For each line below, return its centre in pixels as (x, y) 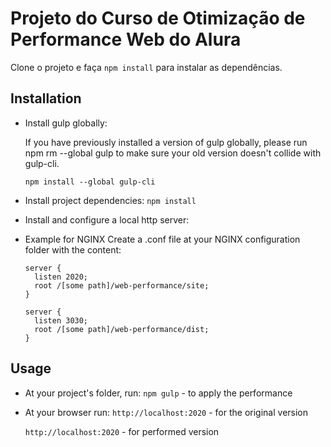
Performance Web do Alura (126, 39)
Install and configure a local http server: (107, 219)
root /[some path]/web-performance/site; (122, 285)
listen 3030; (61, 320)
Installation (46, 98)
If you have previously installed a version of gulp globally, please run (166, 142)
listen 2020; (61, 277)
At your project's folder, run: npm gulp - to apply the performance (158, 393)
